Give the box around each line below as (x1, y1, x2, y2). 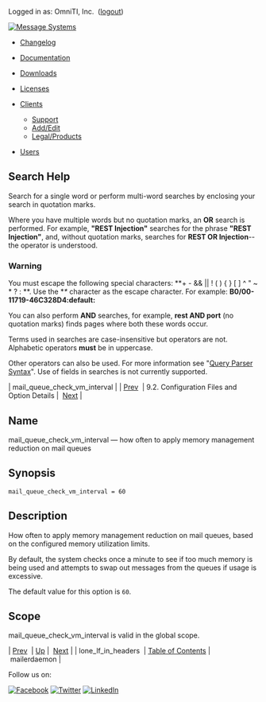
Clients (19, 99, 44, 108)
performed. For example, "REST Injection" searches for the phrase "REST (8, 223, 252, 233)
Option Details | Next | (8, 391, 83, 400)
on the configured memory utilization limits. (8, 539, 151, 548)
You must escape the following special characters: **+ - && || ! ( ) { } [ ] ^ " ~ (8, 279, 258, 288)
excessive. (8, 571, 44, 580)
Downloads (19, 68, 57, 78)
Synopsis (8, 466, 56, 480)
